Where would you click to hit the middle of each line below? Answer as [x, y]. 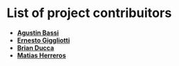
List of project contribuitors [89, 13]
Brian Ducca [36, 48]
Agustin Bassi [38, 33]
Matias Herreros [42, 55]
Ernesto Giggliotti [43, 40]
